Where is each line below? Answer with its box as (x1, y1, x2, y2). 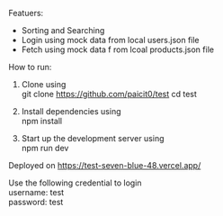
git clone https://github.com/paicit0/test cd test (21, 89, 197, 99)
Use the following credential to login (8, 177, 142, 188)
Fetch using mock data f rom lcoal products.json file (21, 44, 215, 55)
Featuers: (8, 8, 44, 18)
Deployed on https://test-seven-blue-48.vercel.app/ (8, 160, 201, 170)
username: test (8, 187, 65, 197)
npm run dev (21, 143, 69, 153)
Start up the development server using (21, 133, 165, 143)
